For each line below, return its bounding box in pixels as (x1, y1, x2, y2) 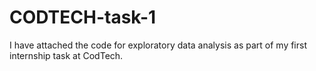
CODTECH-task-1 (9, 6, 157, 29)
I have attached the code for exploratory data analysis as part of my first (9, 39, 307, 51)
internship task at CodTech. (9, 49, 124, 61)
